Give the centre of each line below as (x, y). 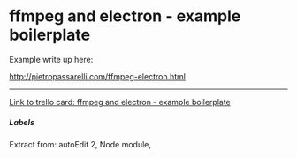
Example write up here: (51, 59)
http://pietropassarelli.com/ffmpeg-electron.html (97, 76)
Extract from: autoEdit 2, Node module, (80, 144)
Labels (22, 122)
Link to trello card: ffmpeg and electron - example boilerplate (120, 102)
